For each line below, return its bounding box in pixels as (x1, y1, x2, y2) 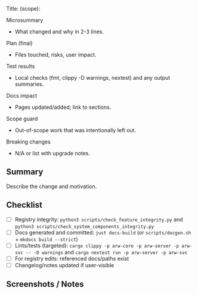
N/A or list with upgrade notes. (14, 150, 91, 157)
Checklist (6, 200, 43, 210)
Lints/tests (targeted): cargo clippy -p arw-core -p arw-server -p (14, 242, 180, 249)
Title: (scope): (6, 5, 41, 12)
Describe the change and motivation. (6, 183, 97, 190)
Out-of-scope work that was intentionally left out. (14, 127, 136, 133)
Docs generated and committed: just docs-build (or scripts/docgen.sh (14, 229, 191, 236)
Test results (6, 62, 35, 70)
